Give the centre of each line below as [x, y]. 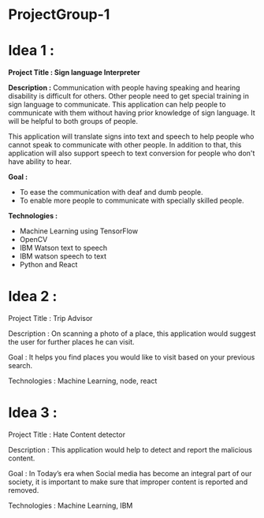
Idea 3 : [33, 413]
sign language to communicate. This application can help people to [117, 105]
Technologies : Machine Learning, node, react [83, 381]
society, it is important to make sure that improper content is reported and [128, 482]
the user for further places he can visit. [72, 342]
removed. [24, 490]
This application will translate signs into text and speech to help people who [131, 136]
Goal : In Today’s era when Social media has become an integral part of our [130, 473]
